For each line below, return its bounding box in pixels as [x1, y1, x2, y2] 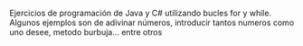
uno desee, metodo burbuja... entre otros [9, 27, 163, 37]
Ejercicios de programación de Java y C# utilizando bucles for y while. [9, 8, 272, 18]
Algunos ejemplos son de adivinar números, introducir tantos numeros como [9, 17, 295, 28]
